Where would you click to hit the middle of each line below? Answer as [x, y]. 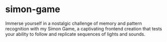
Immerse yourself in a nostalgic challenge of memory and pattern [74, 23]
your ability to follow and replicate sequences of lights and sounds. [75, 34]
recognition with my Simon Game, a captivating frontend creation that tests [84, 28]
